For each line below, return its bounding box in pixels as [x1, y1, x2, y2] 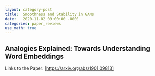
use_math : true [5, 26, 37, 31]
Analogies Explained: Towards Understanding [5, 44, 151, 53]
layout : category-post [5, 7, 52, 12]
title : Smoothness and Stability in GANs [5, 12, 94, 17]
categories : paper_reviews [5, 21, 61, 26]
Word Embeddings [5, 52, 64, 60]
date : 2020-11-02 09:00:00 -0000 [5, 16, 79, 21]
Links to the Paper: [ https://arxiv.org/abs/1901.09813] [5, 65, 114, 71]
